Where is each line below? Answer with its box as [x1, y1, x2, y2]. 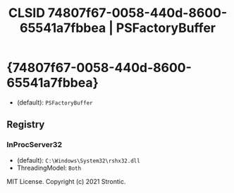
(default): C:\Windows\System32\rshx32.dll [16, 156, 140, 164]
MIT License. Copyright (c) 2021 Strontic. [6, 177, 126, 185]
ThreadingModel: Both [16, 163, 82, 172]
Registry [6, 119, 45, 131]
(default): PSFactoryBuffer [16, 98, 93, 107]
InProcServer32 [6, 140, 63, 150]
